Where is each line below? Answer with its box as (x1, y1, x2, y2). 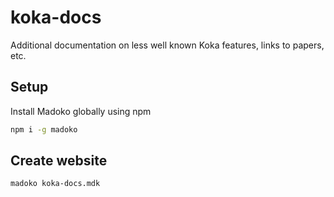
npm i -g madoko (10, 124, 78, 135)
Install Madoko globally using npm (10, 105, 152, 117)
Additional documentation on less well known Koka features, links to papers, (10, 39, 325, 51)
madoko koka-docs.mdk (10, 179, 101, 189)
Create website (10, 152, 108, 170)
